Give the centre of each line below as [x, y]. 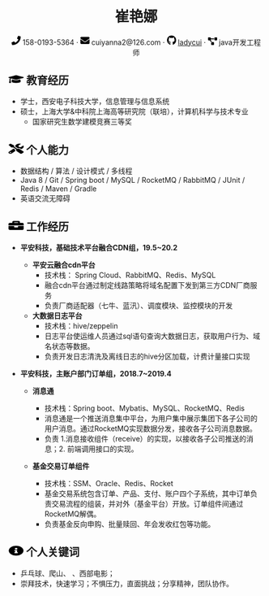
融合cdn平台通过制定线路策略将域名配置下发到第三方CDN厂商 [147, 285]
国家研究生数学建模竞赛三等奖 [82, 122]
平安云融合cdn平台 [64, 264]
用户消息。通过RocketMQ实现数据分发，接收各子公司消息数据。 [151, 429]
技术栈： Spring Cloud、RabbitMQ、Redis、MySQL [130, 275]
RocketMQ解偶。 [73, 514]
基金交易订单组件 [61, 466]
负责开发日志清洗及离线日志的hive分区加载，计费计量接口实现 [147, 356]
